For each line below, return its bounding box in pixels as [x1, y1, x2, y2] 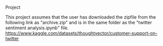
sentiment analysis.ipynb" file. [5, 25, 69, 31]
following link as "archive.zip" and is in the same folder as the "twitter [5, 20, 152, 25]
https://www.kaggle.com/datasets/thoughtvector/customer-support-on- [5, 30, 158, 36]
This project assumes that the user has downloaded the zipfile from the [5, 14, 156, 20]
